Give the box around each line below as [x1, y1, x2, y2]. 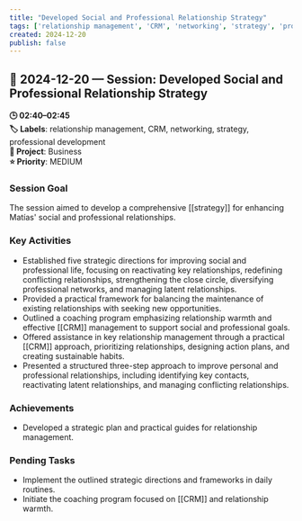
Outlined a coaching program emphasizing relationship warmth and [22, 312, 272, 323]
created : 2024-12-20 [9, 30, 87, 39]
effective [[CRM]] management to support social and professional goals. [22, 321, 290, 333]
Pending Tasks [9, 454, 75, 466]
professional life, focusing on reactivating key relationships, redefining [22, 265, 283, 275]
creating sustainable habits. [22, 350, 125, 361]
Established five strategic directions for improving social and [22, 255, 247, 265]
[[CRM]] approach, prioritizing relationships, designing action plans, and [22, 341, 290, 352]
